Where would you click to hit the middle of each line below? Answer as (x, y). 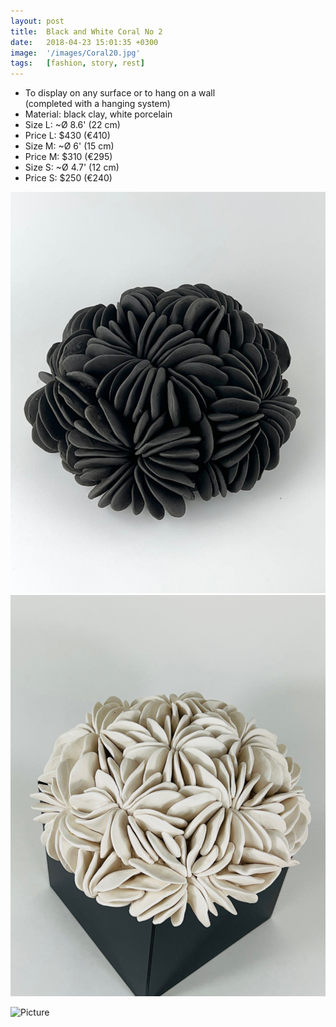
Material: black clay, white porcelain (98, 114)
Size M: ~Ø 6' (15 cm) (69, 146)
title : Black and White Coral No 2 (86, 31)
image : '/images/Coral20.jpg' (75, 53)
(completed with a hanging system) (97, 104)
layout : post (37, 21)
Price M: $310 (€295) (68, 157)
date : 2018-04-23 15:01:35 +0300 (84, 42)
